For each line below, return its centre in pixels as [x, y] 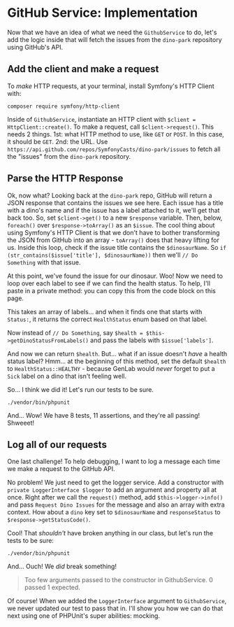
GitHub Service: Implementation [103, 13]
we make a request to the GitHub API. [61, 469]
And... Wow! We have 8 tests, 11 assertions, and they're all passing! [104, 415]
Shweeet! [21, 423]
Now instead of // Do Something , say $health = [75, 332]
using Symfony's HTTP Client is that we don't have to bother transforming [114, 232]
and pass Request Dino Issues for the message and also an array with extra [116, 505]
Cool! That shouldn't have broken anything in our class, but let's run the [110, 533]
